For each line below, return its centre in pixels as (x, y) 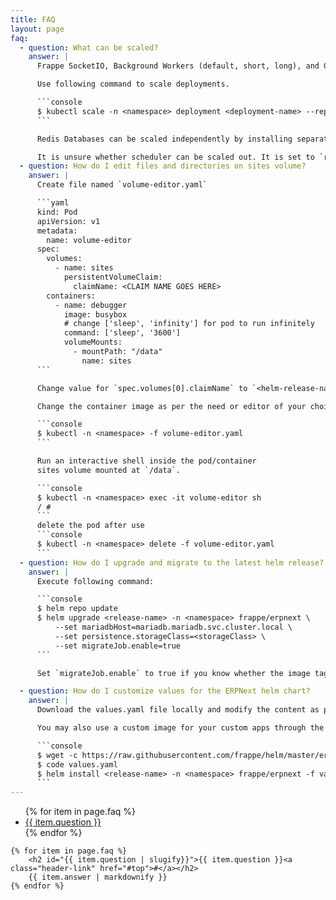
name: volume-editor (89, 240)
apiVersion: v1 (68, 221)
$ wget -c (57, 755)
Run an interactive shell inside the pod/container (146, 461)
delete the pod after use (90, 526)
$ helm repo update (77, 609)
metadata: (57, 231)
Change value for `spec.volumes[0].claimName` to (142, 388)
